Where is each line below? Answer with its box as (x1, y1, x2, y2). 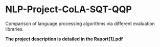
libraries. (5, 26, 24, 32)
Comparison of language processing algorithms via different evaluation (5, 20, 155, 27)
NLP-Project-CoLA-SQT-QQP (5, 4, 132, 15)
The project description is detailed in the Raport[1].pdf (5, 36, 123, 42)
